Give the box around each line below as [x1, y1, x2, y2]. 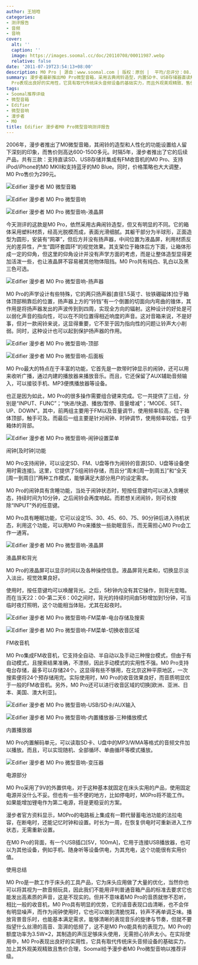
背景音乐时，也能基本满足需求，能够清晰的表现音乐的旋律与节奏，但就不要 [11, 916, 192, 922]
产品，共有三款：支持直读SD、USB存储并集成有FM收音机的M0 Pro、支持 [6, 156, 184, 163]
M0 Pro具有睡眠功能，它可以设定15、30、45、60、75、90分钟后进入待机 [6, 514, 184, 521]
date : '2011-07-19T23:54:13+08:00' [6, 63, 94, 70]
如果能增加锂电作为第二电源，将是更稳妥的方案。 [6, 799, 125, 806]
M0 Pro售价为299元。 [6, 171, 60, 177]
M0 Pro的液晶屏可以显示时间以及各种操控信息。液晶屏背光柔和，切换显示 [6, 567, 184, 574]
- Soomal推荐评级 [6, 91, 45, 97]
